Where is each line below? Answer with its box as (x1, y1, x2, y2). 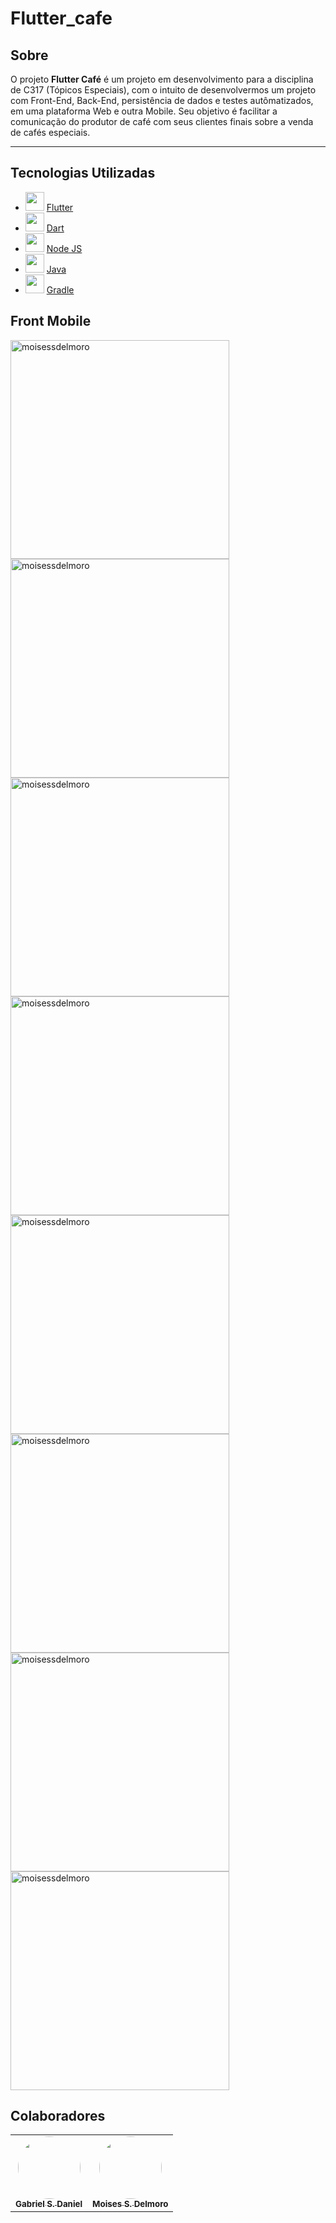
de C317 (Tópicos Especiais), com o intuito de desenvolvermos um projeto (10, 84, 317, 96)
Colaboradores (10, 2108, 106, 2125)
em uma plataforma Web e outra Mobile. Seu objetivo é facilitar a (10, 105, 278, 117)
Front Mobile (10, 313, 92, 330)
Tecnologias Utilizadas (10, 165, 156, 182)
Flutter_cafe (10, 7, 113, 30)
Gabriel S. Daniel (15, 2198, 83, 2210)
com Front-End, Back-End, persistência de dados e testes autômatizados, (10, 95, 314, 106)
